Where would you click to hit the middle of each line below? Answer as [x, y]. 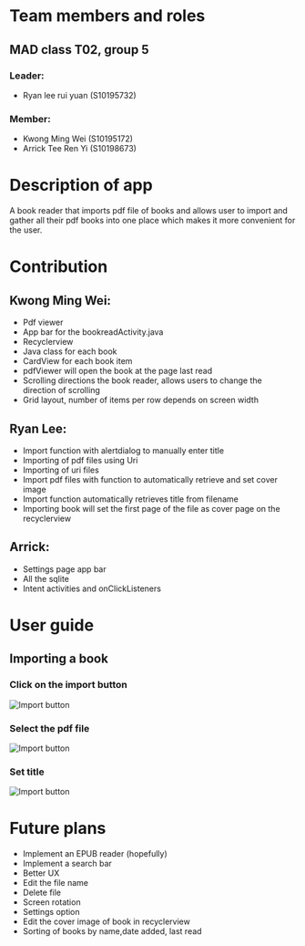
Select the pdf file [50, 728]
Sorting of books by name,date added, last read [112, 931]
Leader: [27, 76]
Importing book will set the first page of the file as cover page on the [151, 508]
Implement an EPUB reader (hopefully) [95, 854]
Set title [27, 772]
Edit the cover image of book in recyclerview [107, 921]
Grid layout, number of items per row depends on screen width [141, 400]
